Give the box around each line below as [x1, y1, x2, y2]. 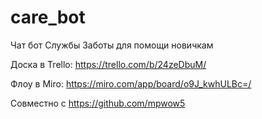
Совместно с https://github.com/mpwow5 [10, 97, 186, 109]
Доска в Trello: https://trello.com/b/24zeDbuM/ [10, 58, 207, 70]
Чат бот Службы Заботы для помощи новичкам [10, 39, 214, 51]
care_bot [10, 6, 86, 29]
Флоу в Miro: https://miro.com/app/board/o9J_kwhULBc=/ [10, 77, 252, 90]
